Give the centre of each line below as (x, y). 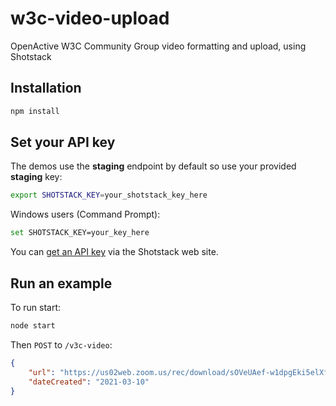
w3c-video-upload (90, 18)
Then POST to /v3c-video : (61, 344)
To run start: (36, 307)
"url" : (42, 372)
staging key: (36, 177)
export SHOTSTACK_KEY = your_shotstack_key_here (109, 195)
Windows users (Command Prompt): (85, 214)
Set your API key (63, 142)
